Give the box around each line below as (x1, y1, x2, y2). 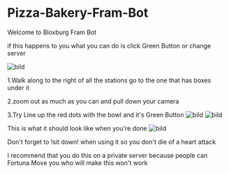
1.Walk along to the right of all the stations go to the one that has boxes (7, 75, 212, 85)
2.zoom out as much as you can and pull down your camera (7, 96, 179, 106)
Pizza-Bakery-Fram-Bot (7, 5, 149, 21)
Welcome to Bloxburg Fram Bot (7, 28, 97, 36)
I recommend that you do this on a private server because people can (7, 151, 208, 159)
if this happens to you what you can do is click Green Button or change (7, 41, 212, 50)
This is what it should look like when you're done (7, 124, 148, 132)
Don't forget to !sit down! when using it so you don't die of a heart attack (7, 138, 216, 146)
